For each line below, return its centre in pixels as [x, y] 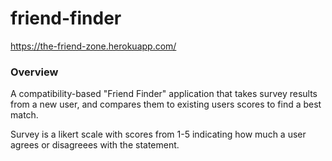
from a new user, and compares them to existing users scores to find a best [166, 104]
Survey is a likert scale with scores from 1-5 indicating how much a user [158, 134]
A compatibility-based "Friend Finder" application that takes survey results [164, 94]
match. [24, 115]
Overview [34, 72]
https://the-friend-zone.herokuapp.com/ [93, 46]
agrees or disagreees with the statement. [95, 145]
